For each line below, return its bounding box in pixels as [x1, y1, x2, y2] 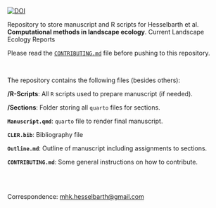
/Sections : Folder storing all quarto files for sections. [7, 103, 160, 112]
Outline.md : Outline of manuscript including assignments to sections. [7, 144, 208, 152]
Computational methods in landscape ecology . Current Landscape [7, 28, 205, 36]
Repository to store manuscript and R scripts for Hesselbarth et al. [7, 20, 199, 28]
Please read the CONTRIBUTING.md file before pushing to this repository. [7, 49, 210, 57]
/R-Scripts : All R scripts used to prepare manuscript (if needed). [7, 90, 193, 98]
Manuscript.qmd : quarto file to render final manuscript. [7, 117, 163, 125]
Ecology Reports [7, 35, 56, 44]
